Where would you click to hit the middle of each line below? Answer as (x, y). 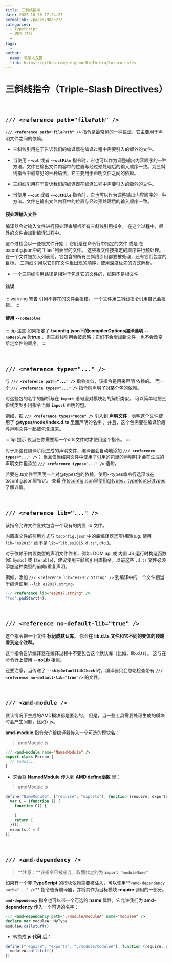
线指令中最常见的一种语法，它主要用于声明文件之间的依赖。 (76, 173)
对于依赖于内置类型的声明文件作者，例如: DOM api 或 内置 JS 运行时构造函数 (86, 554)
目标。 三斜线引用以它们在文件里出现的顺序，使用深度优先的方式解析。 (80, 263)
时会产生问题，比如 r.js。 (31, 721)
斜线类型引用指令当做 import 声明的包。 (47, 405)
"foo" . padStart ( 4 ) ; (26, 599)
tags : (11, 44)
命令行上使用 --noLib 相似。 (35, 660)
